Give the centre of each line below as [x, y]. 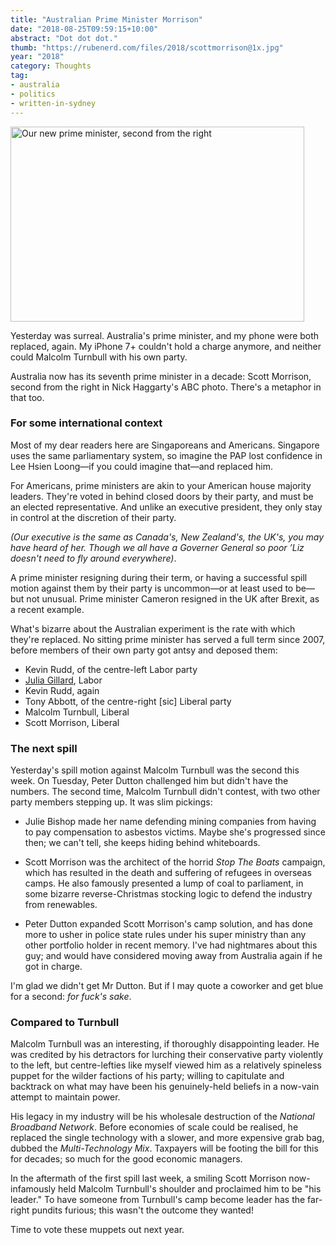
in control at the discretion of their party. [93, 517]
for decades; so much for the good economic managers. [126, 1159]
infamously [33, 1189]
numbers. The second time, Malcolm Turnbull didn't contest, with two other [165, 792]
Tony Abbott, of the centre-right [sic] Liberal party [128, 701]
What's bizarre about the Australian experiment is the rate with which [153, 628]
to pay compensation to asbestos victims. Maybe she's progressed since [175, 832]
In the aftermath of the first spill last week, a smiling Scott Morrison [148, 1178]
